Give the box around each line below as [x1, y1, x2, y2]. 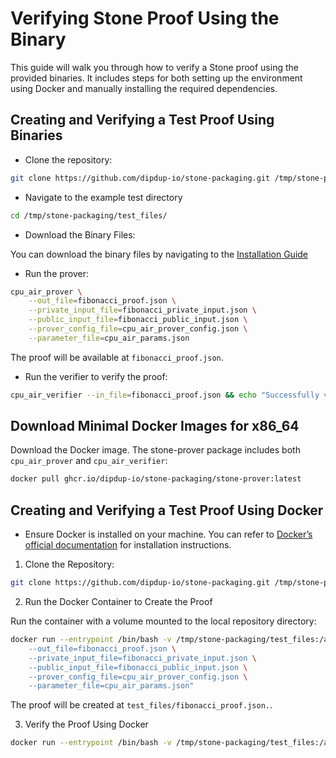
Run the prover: [24, 267, 90, 279]
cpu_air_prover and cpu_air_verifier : [10, 455, 168, 467]
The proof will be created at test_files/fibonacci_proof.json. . [10, 699, 273, 711]
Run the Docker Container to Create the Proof [24, 596, 213, 607]
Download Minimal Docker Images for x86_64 [10, 418, 300, 435]
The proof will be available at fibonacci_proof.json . [10, 351, 224, 363]
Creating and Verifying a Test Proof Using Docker [10, 502, 324, 519]
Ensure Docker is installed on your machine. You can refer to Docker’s [24, 528, 313, 541]
